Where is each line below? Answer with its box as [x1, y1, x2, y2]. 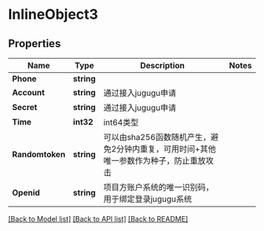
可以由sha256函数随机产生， [103, 132, 211, 142]
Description [140, 60, 185, 71]
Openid [12, 187, 41, 198]
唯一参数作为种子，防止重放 [103, 156, 206, 166]
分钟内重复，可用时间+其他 [116, 144, 216, 154]
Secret [12, 102, 38, 112]
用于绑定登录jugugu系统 [103, 194, 192, 204]
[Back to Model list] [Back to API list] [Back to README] [8, 214, 189, 223]
